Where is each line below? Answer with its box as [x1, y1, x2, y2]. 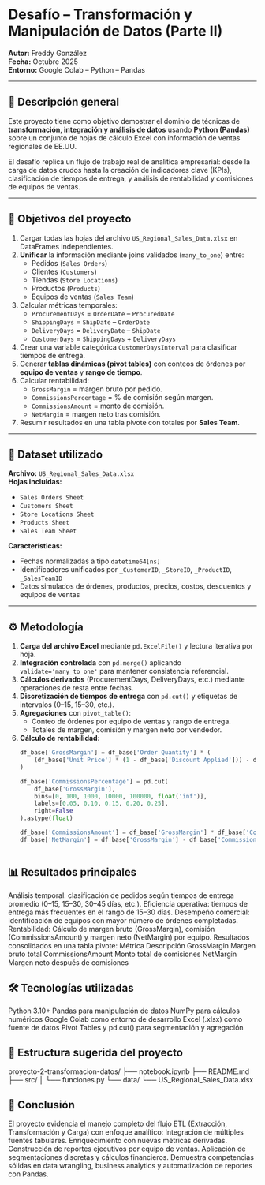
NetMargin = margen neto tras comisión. [31, 409, 162, 419]
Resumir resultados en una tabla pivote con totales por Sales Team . [19, 417, 241, 427]
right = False [34, 807, 73, 815]
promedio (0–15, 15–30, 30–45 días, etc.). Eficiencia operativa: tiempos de [8, 899, 248, 908]
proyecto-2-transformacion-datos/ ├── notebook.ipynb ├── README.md [8, 1067, 250, 1076]
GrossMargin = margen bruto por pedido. [31, 384, 163, 394]
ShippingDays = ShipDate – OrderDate [31, 317, 151, 327]
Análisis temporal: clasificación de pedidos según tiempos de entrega [8, 890, 234, 900]
